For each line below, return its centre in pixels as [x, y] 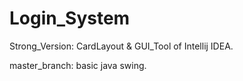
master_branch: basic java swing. [78, 65]
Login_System [70, 18]
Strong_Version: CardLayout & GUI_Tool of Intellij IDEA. [121, 46]
